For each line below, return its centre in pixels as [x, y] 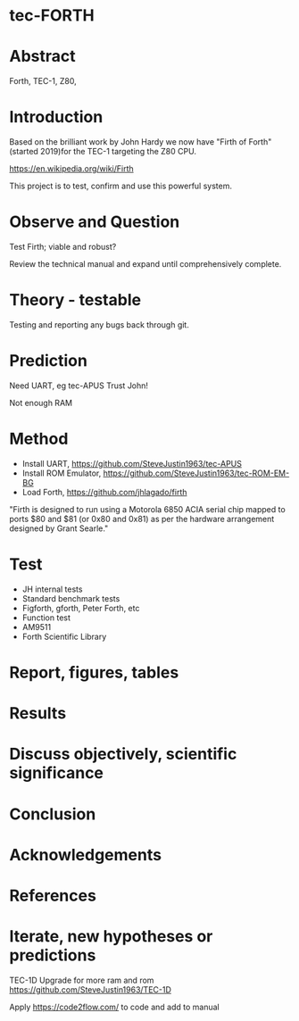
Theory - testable [75, 300]
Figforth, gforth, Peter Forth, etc [81, 608]
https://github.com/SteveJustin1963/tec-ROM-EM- [196, 473]
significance [57, 773]
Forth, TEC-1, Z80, [43, 81]
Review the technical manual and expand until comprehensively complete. [145, 264]
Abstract [42, 57]
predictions [53, 955]
